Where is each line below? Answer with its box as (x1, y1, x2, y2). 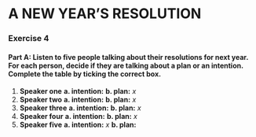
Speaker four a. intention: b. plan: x (19, 112, 137, 121)
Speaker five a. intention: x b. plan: (19, 120, 137, 130)
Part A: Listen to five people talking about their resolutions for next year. (8, 52, 249, 61)
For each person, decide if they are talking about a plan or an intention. (8, 61, 243, 70)
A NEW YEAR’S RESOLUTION (8, 5, 202, 23)
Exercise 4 (8, 33, 49, 44)
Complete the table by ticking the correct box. (8, 68, 162, 79)
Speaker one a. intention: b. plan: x (19, 87, 137, 96)
